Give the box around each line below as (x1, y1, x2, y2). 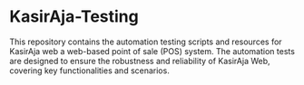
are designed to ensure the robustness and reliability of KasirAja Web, (9, 55, 270, 66)
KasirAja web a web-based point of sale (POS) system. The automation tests (9, 45, 295, 56)
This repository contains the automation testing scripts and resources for (9, 36, 283, 47)
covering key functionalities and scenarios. (9, 65, 170, 76)
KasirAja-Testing (9, 6, 139, 27)
